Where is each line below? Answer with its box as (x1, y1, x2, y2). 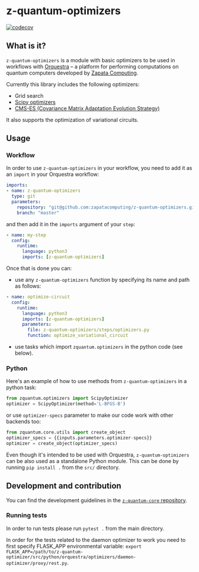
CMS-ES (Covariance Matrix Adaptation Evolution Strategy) (14, 105, 160, 112)
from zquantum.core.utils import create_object (6, 429, 126, 436)
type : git (11, 194, 36, 200)
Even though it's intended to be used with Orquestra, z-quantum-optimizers (6, 451, 190, 458)
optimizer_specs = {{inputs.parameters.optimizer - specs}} (6, 435, 152, 441)
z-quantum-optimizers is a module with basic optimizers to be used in (6, 56, 175, 63)
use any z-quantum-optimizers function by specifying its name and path (14, 277, 190, 284)
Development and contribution (6, 481, 121, 491)
